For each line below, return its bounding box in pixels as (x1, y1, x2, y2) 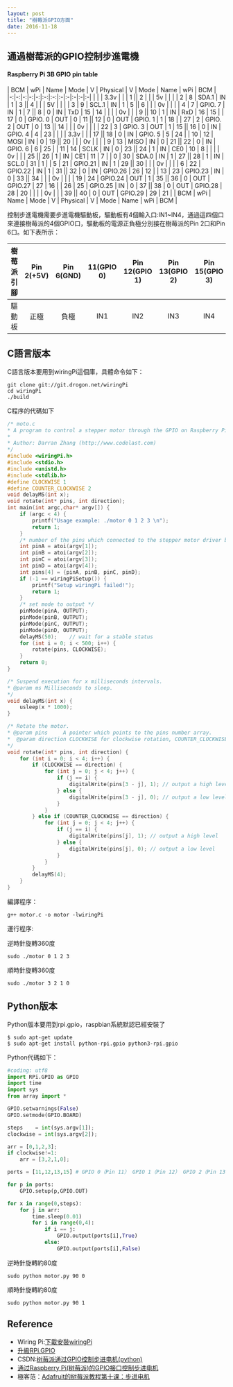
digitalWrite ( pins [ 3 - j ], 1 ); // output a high (69, 781, 213, 788)
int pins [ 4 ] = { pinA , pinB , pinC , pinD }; (19, 568, 141, 576)
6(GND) (55, 271, 82, 280)
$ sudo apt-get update (7, 1034, 73, 1041)
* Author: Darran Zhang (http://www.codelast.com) (7, 440, 157, 447)
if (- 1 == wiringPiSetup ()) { (19, 575, 107, 582)
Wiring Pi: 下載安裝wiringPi (17, 1337, 92, 1346)
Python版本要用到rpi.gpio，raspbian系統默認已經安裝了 (7, 1020, 166, 1028)
